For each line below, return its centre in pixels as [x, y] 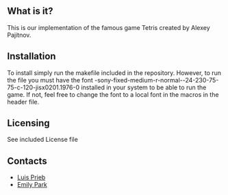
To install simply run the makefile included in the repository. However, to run [114, 73]
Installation [31, 56]
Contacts [27, 161]
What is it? [30, 11]
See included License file [43, 140]
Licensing [28, 123]
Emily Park [32, 185]
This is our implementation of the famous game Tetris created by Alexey [109, 27]
